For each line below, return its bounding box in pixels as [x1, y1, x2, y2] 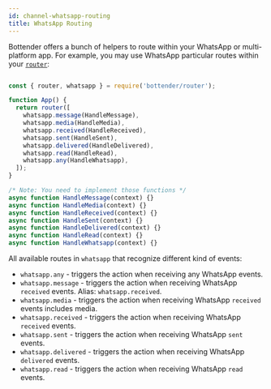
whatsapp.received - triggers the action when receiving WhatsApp [19, 313, 241, 322]
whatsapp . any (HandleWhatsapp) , [23, 156, 129, 165]
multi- [242, 41, 262, 51]
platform [8, 50, 37, 60]
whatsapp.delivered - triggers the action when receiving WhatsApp [19, 347, 245, 357]
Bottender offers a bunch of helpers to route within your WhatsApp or [8, 41, 241, 51]
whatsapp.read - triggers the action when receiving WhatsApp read [19, 364, 243, 374]
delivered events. [19, 356, 80, 365]
